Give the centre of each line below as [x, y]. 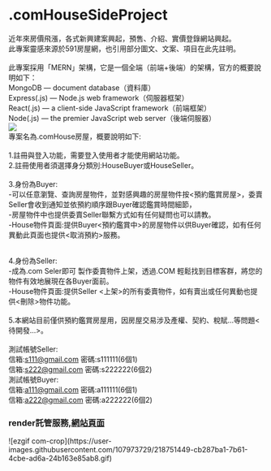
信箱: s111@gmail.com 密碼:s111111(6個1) [73, 359]
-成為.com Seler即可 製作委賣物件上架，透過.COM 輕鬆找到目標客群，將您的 [135, 270]
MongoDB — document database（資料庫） [82, 88]
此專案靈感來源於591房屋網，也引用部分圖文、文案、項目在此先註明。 [125, 48]
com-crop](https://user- [71, 441]
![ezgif [19, 441]
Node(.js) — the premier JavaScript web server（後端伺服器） [112, 118]
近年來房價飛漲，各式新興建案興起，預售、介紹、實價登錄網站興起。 [122, 38]
